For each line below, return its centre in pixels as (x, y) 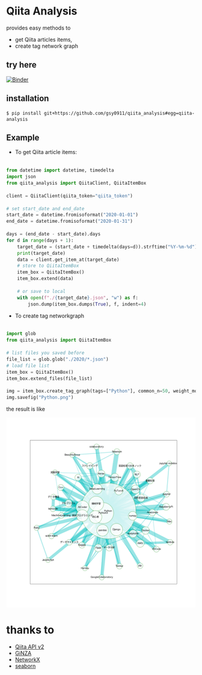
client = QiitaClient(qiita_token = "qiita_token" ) (70, 196)
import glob (21, 334)
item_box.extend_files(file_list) (50, 379)
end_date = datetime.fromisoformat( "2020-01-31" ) (70, 222)
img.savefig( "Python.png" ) (40, 398)
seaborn (25, 666)
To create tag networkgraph (50, 316)
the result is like (26, 409)
